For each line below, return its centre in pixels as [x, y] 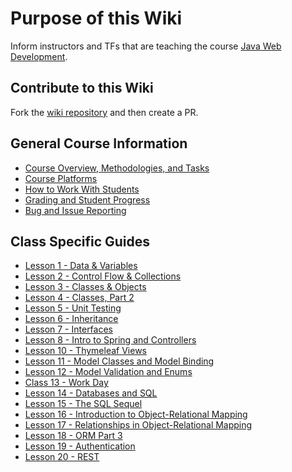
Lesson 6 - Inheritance [71, 319]
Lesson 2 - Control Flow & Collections [103, 276]
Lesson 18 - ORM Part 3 [73, 436]
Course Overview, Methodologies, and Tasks [117, 168]
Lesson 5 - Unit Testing [73, 308]
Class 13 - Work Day [66, 383]
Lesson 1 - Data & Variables [81, 266]
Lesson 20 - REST [62, 457]
